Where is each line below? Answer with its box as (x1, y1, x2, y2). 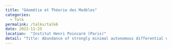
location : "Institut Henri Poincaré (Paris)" (5, 31, 106, 36)
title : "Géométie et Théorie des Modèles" (5, 7, 97, 13)
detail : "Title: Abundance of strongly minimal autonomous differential (5, 36, 164, 41)
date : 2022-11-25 (5, 27, 42, 32)
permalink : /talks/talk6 (5, 21, 58, 27)
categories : (5, 12, 31, 17)
